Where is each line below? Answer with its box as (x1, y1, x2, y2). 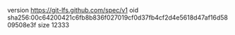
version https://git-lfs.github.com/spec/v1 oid (7, 6, 139, 14)
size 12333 (37, 21, 69, 29)
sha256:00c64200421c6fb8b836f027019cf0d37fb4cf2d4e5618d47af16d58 (7, 13, 228, 22)
